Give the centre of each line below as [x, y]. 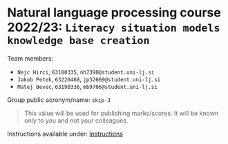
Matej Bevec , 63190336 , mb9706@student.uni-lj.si [87, 86]
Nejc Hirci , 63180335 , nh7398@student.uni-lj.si [86, 72]
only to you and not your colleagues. [76, 120]
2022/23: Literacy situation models [114, 27]
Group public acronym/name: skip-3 [59, 100]
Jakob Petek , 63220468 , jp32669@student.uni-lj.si [89, 79]
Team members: [30, 58]
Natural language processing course [114, 13]
